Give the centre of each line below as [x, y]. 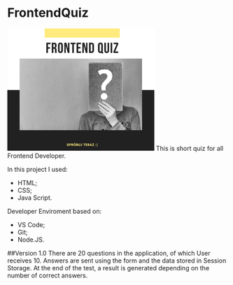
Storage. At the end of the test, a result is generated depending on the [108, 268]
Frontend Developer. [37, 156]
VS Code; [31, 224]
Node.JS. [31, 240]
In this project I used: [37, 169]
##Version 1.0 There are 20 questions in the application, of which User [109, 253]
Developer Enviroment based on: [55, 211]
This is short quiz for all [190, 148]
